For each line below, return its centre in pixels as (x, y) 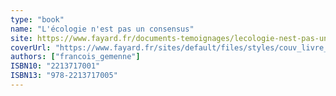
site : (21, 38)
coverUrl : (31, 47)
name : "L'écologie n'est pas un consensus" (102, 29)
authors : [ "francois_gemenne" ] (75, 57)
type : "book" (37, 19)
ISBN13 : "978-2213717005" (64, 76)
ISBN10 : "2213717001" (55, 66)
